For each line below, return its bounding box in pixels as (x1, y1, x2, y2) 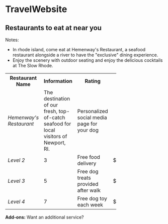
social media (77, 114, 107, 121)
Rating (85, 78, 101, 84)
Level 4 (8, 198, 25, 205)
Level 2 (8, 157, 25, 164)
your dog (77, 127, 99, 134)
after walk (77, 187, 101, 194)
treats (77, 174, 92, 181)
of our (43, 101, 58, 108)
